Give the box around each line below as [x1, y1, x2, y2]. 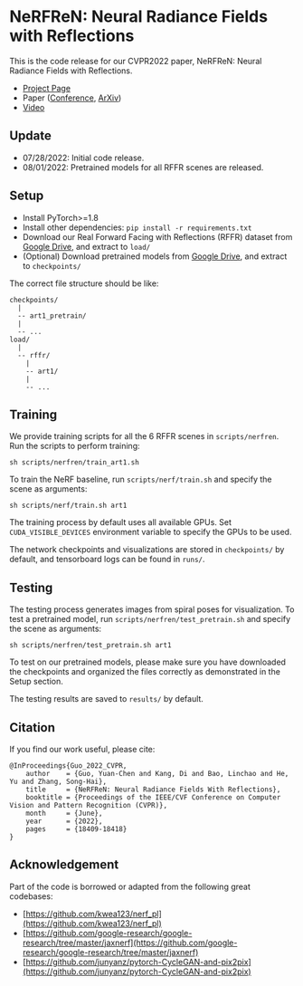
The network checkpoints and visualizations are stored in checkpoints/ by [9, 544, 285, 555]
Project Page [22, 82, 71, 93]
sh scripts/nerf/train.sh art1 [9, 501, 128, 511]
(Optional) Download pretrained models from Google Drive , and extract [22, 251, 288, 262]
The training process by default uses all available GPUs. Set [9, 517, 232, 528]
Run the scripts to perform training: [9, 441, 140, 452]
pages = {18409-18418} [25, 825, 128, 834]
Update [9, 129, 52, 144]
